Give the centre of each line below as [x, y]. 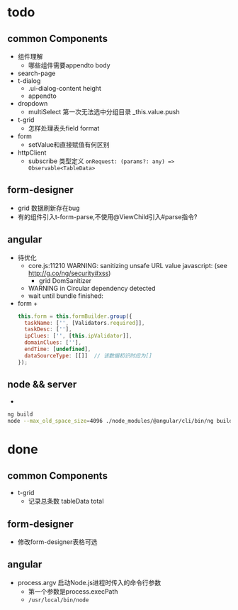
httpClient [32, 152]
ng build [20, 415]
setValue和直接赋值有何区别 [69, 145]
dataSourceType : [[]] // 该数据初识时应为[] [88, 355]
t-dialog [29, 81]
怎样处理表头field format [64, 128]
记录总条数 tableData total [66, 501]
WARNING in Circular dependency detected [92, 288]
